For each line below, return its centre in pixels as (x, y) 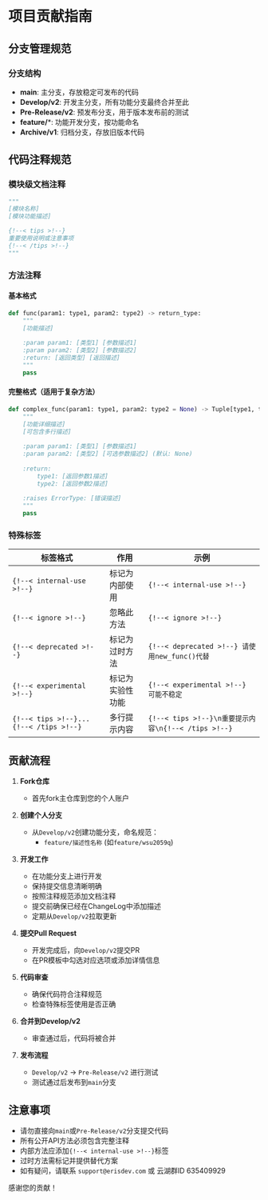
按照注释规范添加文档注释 (74, 896)
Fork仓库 (35, 782)
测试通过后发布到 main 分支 (74, 1082)
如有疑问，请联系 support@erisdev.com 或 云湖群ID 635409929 (122, 1170)
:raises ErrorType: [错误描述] (72, 498)
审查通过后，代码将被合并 (74, 1038)
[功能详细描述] (44, 424)
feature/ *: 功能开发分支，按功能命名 (79, 122)
